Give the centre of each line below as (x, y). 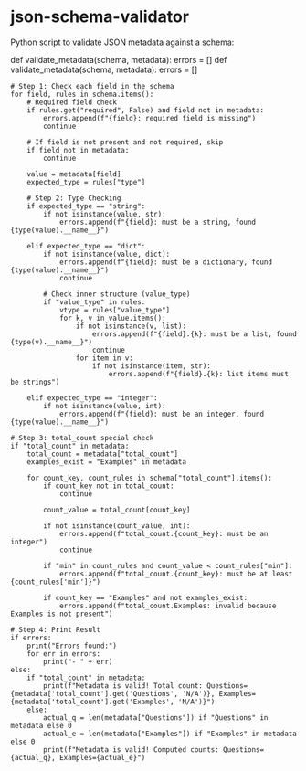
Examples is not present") (62, 614)
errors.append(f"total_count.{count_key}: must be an (164, 533)
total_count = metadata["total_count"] (103, 454)
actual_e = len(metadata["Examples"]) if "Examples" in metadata (170, 734)
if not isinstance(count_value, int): (117, 526)
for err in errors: (64, 654)
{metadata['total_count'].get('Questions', (95, 693)
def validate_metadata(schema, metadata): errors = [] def (119, 59)
